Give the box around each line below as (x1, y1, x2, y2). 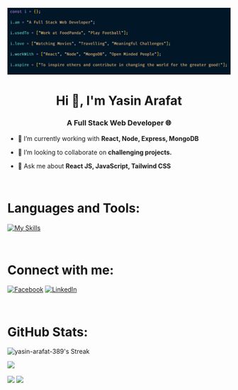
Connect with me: (7, 262, 115, 278)
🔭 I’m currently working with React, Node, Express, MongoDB (17, 134, 199, 142)
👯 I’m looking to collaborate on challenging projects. (17, 148, 172, 156)
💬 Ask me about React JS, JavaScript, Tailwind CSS (17, 161, 171, 170)
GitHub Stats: (7, 323, 89, 340)
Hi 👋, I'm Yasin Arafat (55, 93, 183, 109)
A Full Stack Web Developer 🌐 (66, 118, 172, 128)
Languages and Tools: (7, 200, 140, 216)
